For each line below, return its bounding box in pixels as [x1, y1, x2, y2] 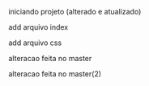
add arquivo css [8, 38, 62, 47]
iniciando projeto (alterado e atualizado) [8, 7, 142, 16]
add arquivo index [8, 23, 69, 31]
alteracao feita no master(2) [8, 69, 102, 79]
